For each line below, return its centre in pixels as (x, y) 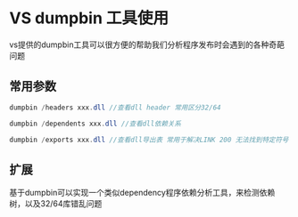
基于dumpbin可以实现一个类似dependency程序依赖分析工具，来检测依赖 (142, 193)
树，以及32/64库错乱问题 (56, 204)
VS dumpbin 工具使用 (89, 18)
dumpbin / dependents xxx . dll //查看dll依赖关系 (95, 124)
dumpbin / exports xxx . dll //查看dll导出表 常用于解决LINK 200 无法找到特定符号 (149, 140)
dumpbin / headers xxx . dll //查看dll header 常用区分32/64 (115, 108)
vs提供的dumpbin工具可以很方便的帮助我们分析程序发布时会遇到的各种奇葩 (147, 44)
